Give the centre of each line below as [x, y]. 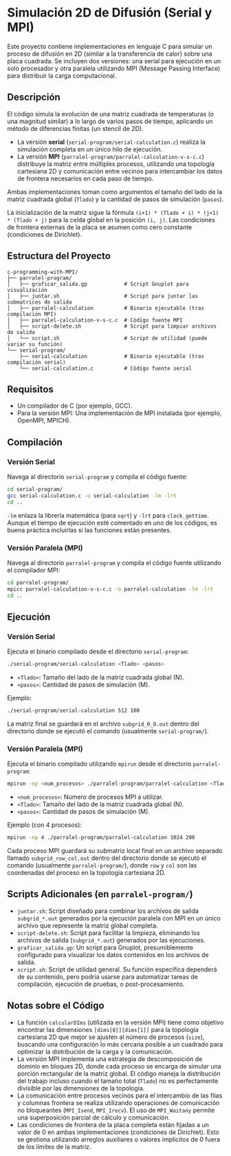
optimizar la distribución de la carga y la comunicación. [95, 1051]
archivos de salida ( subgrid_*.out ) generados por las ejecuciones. [111, 940]
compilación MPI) [32, 314]
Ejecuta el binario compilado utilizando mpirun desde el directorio [99, 764]
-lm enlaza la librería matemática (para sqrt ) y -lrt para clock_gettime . [108, 515]
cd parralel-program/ [38, 582]
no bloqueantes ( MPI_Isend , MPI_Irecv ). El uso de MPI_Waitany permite [116, 1110]
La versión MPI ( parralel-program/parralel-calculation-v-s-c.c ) [111, 156]
